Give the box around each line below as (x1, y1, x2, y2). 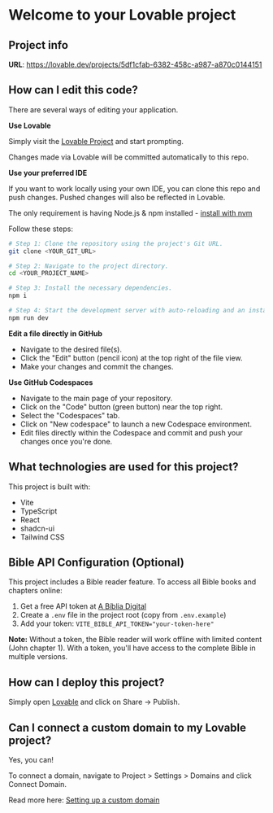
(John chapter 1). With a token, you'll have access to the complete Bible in (8, 643, 256, 653)
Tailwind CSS (19, 531, 65, 542)
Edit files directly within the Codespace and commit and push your (19, 427, 243, 437)
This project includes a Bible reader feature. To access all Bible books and (8, 577, 257, 587)
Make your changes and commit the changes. (19, 361, 174, 371)
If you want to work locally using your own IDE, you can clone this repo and (8, 183, 261, 193)
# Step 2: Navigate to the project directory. (8, 262, 169, 270)
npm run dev (8, 313, 49, 322)
